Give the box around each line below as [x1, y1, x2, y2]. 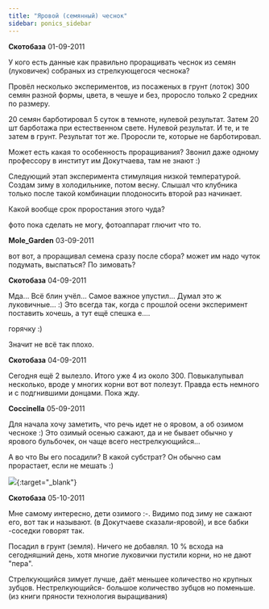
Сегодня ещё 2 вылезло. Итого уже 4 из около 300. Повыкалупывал [8, 371, 244, 380]
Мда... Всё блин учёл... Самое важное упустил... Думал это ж [8, 291, 222, 300]
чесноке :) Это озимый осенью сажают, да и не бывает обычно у [8, 427, 234, 437]
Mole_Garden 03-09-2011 [8, 235, 94, 245]
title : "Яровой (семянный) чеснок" [8, 11, 128, 20]
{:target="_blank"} [16, 477, 77, 487]
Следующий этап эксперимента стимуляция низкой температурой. [8, 171, 242, 181]
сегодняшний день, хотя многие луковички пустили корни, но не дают [8, 550, 252, 560]
